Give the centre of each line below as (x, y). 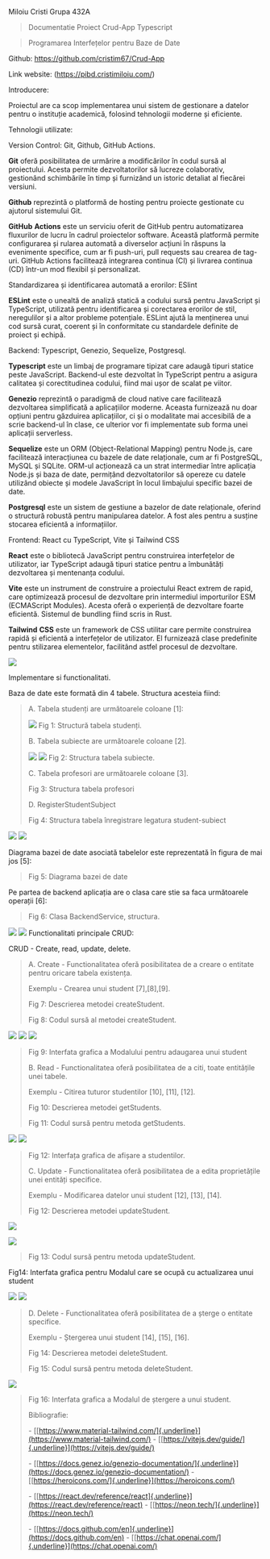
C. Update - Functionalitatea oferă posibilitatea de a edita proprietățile (144, 1171)
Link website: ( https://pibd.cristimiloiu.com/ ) (82, 74)
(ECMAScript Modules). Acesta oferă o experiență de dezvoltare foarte (126, 605)
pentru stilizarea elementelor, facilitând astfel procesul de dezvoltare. (123, 647)
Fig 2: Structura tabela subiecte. (102, 758)
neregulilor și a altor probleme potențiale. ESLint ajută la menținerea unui (129, 317)
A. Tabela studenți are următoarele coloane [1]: (106, 709)
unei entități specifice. (65, 1180)
